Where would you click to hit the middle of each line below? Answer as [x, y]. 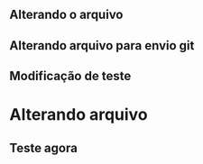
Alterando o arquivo [66, 15]
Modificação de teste [70, 76]
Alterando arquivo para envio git [102, 46]
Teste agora [44, 148]
